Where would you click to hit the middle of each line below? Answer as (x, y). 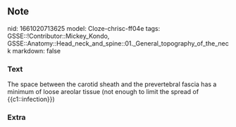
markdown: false (37, 51)
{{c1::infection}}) (31, 99)
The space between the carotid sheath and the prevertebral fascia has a (112, 84)
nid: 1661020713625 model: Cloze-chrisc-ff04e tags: (84, 28)
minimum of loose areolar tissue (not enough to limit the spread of (103, 92)
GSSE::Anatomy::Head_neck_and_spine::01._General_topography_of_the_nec (118, 43)
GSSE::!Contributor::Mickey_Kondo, (58, 36)
